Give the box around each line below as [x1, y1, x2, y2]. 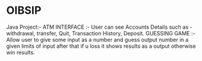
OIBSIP [6, 4, 42, 17]
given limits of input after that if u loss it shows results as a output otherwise [6, 42, 197, 50]
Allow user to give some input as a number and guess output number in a [6, 36, 189, 43]
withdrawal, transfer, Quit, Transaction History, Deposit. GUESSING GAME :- [6, 29, 195, 36]
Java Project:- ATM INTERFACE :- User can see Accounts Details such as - [6, 23, 192, 30]
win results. [6, 48, 35, 56]
